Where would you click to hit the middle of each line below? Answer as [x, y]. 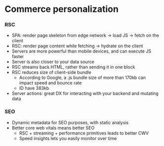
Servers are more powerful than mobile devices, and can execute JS [82, 51]
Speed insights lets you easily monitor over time [68, 138]
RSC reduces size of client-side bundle [52, 73]
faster [18, 57]
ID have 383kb [34, 88]
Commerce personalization [62, 9]
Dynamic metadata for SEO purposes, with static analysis [70, 122]
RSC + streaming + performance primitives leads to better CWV [84, 133]
